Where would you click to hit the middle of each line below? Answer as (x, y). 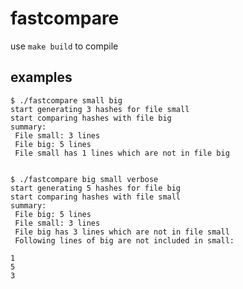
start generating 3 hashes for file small (100, 109)
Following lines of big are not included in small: (124, 240)
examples (41, 77)
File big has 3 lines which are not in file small (122, 232)
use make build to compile (64, 46)
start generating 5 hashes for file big (96, 188)
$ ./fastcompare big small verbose (84, 179)
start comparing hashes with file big (91, 118)
